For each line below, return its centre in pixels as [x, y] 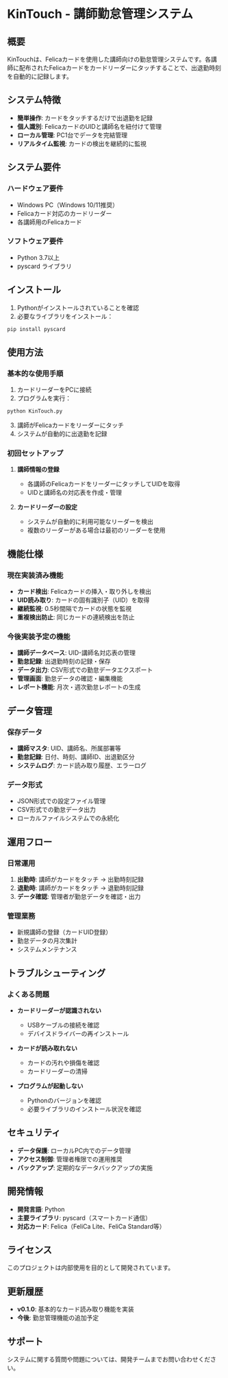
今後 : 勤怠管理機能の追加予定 [58, 1318]
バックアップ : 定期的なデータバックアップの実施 [85, 1168]
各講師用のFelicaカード [49, 222]
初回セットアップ [35, 453]
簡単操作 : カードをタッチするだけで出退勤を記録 [85, 118]
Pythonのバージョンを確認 [64, 1100]
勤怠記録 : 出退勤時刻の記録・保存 [64, 662]
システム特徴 [34, 100]
